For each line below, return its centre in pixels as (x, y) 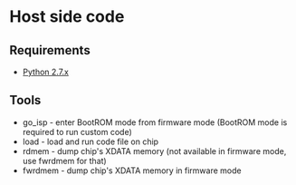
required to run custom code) (77, 131)
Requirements (50, 50)
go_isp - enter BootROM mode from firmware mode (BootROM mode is (155, 122)
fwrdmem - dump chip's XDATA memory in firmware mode (132, 170)
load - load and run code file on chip (91, 141)
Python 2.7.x (46, 72)
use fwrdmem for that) (64, 161)
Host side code (67, 17)
